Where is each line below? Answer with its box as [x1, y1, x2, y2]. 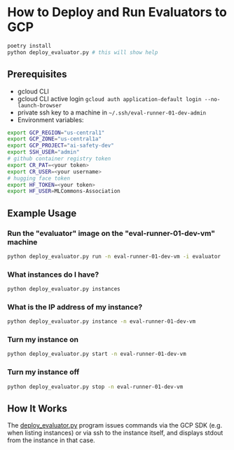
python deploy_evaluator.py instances [7, 286, 121, 293]
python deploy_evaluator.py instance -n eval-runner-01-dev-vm [7, 318, 196, 325]
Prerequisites [7, 68, 67, 81]
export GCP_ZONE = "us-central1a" [7, 135, 102, 143]
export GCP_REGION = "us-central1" [7, 129, 105, 136]
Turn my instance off [7, 367, 80, 377]
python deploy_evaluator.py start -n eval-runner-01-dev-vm [7, 350, 187, 358]
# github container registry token [7, 155, 111, 162]
